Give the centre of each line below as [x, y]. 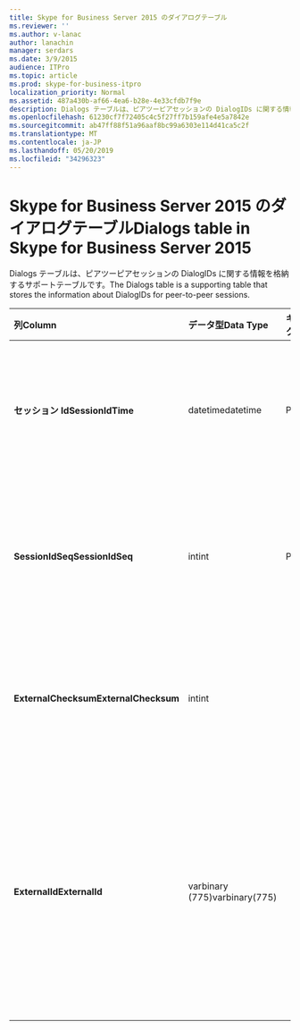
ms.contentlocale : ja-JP [55, 142]
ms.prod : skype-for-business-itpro [75, 84]
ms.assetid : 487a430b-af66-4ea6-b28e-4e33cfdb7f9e [105, 101]
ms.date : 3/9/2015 [43, 59]
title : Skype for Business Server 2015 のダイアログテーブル [118, 17]
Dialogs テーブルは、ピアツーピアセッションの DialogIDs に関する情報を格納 [149, 274]
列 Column [35, 325]
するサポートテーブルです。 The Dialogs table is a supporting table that [138, 285]
